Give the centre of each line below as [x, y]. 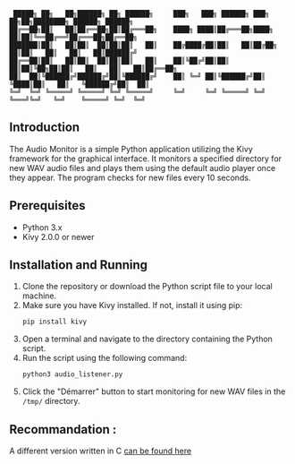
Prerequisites [47, 206]
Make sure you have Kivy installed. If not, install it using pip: [132, 305]
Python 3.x [42, 227]
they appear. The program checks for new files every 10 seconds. [130, 177]
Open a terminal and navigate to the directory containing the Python [147, 339]
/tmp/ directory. [51, 401]
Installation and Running [79, 265]
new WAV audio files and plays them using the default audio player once [143, 168]
